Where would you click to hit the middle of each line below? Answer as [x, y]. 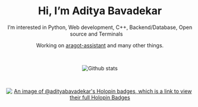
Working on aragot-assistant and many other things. [100, 45]
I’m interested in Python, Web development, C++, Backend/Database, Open [100, 27]
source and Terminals [96, 34]
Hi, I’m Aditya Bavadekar [100, 11]
